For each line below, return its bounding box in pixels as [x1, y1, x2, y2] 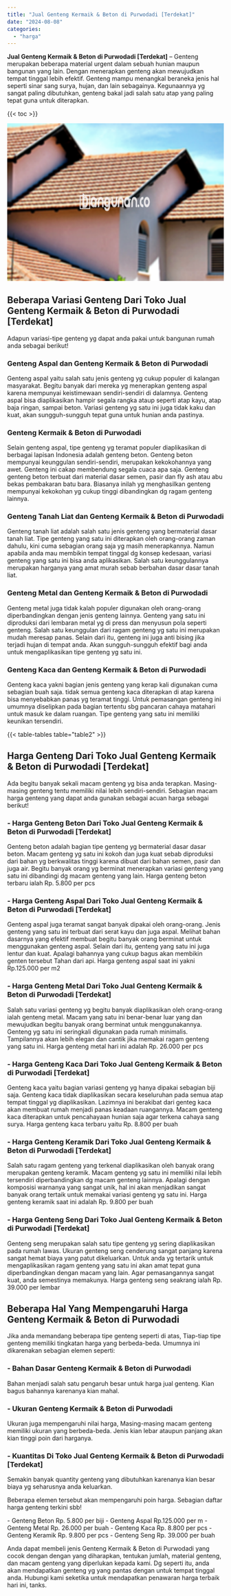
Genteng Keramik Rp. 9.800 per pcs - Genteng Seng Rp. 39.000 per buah [7, 1531, 215, 1540]
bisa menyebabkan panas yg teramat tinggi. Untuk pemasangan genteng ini [7, 695, 221, 704]
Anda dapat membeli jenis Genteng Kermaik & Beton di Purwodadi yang [7, 1544, 210, 1553]
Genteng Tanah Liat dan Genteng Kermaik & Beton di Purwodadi [7, 512, 224, 522]
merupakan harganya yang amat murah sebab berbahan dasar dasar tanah [7, 564, 219, 572]
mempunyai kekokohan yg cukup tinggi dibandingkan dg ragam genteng [7, 487, 212, 496]
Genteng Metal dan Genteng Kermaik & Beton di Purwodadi [7, 588, 208, 598]
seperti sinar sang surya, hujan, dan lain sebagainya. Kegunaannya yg [7, 82, 205, 90]
